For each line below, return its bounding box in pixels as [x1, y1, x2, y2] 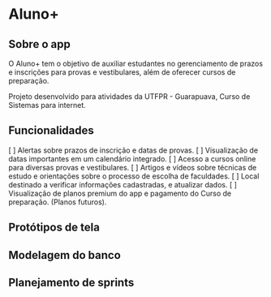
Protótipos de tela [8, 221, 100, 235]
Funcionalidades [8, 123, 95, 138]
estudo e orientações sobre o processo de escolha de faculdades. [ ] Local [8, 171, 260, 181]
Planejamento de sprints [8, 275, 135, 289]
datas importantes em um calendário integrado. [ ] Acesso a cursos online [8, 153, 256, 163]
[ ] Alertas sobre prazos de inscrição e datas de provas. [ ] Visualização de [8, 145, 258, 155]
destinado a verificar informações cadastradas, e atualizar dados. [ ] [8, 179, 238, 189]
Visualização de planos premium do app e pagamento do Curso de [8, 188, 232, 198]
